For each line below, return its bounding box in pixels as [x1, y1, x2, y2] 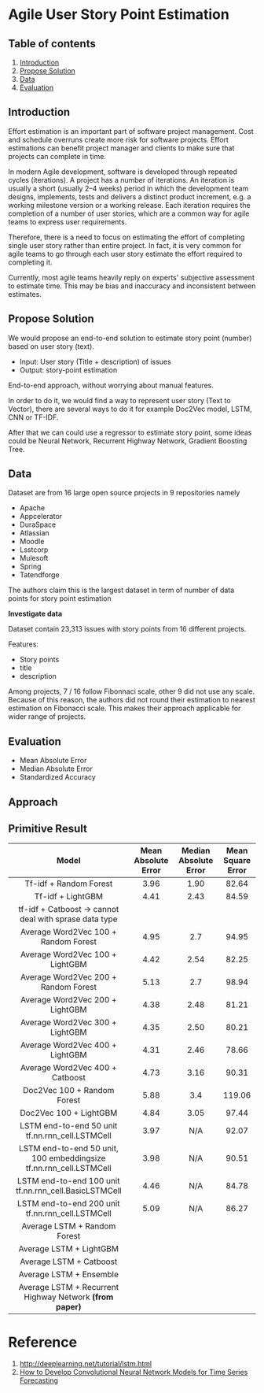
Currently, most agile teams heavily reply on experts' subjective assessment [8, 272, 255, 282]
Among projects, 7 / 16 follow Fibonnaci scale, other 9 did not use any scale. [8, 687, 255, 696]
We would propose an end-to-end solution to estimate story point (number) [8, 333, 252, 343]
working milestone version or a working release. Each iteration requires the [8, 200, 251, 209]
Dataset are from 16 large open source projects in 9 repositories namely [8, 488, 240, 498]
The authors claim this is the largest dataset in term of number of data [8, 585, 235, 595]
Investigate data [8, 609, 63, 619]
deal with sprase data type [19, 913, 118, 924]
